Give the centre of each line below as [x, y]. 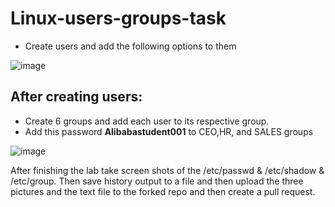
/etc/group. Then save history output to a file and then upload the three [157, 181]
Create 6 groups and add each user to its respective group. [147, 121]
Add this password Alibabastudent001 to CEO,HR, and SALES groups [169, 131]
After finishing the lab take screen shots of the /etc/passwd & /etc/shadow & [167, 170]
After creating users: [76, 97]
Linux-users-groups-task [118, 18]
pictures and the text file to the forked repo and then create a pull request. [163, 191]
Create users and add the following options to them [130, 46]
